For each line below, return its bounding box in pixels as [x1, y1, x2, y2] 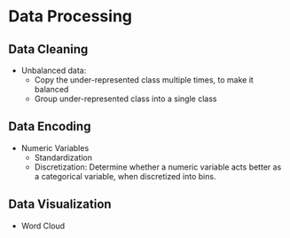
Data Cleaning [8, 42, 89, 57]
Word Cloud [20, 220, 66, 231]
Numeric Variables [20, 142, 90, 153]
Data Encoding [8, 119, 91, 134]
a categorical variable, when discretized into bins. [34, 171, 216, 181]
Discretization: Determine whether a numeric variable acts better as [34, 162, 282, 172]
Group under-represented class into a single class [34, 93, 217, 104]
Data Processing [8, 6, 133, 27]
